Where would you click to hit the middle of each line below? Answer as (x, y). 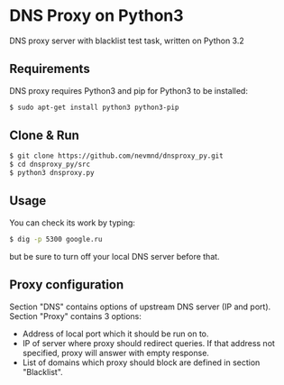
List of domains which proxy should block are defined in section (141, 362)
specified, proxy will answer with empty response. (116, 353)
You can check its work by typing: (72, 223)
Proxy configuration (67, 285)
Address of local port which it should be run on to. (115, 334)
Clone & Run (44, 136)
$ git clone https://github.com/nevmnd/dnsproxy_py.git (116, 156)
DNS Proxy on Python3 (96, 16)
